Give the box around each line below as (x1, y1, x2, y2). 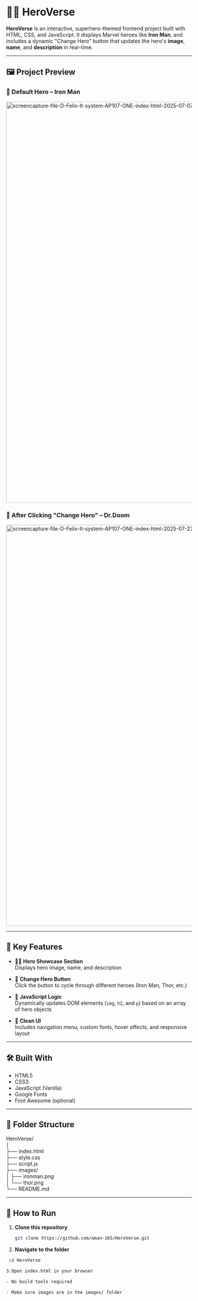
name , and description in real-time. (6, 44, 93, 51)
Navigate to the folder (14, 1246, 70, 1253)
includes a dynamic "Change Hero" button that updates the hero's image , (6, 37, 185, 44)
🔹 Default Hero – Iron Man (6, 88, 81, 96)
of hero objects (14, 1005, 52, 1013)
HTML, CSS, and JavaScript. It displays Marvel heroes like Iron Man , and (6, 31, 183, 38)
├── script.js (6, 1160, 38, 1167)
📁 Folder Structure (6, 1120, 75, 1130)
